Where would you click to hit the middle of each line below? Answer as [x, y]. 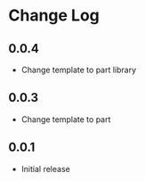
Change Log [54, 16]
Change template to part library [79, 70]
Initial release [45, 169]
